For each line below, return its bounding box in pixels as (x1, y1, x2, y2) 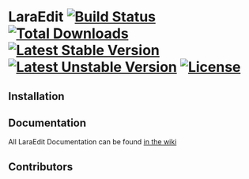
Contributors (8, 160, 74, 173)
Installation (8, 89, 65, 103)
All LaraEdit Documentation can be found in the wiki (8, 137, 177, 147)
